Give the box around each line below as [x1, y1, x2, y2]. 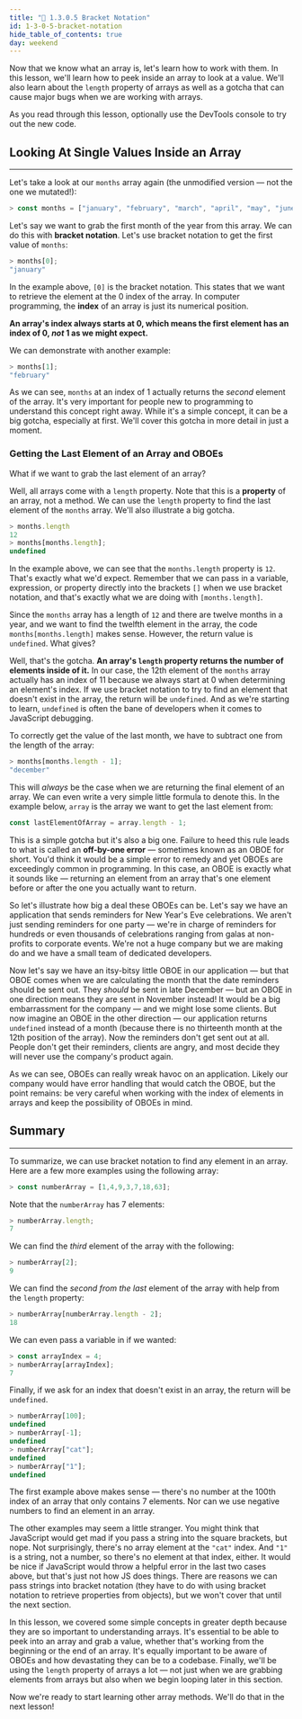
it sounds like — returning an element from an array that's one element [9, 873, 271, 883]
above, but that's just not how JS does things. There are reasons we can [9, 1571, 278, 1581]
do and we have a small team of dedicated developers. [9, 947, 213, 958]
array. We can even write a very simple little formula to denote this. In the [9, 791, 280, 801]
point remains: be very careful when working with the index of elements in [9, 1088, 284, 1098]
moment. [9, 425, 42, 436]
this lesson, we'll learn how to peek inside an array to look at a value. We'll [9, 73, 285, 84]
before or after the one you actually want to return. [9, 882, 197, 893]
